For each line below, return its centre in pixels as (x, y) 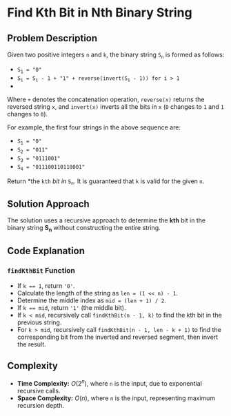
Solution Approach (48, 204)
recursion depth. (41, 406)
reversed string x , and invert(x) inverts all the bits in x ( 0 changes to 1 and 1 (115, 107)
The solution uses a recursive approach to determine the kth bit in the (106, 220)
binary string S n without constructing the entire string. (84, 229)
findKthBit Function (41, 271)
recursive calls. (39, 391)
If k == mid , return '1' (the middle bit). (71, 307)
